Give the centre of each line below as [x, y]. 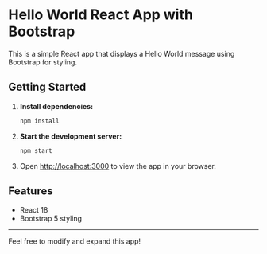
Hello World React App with [101, 15]
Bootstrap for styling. [43, 62]
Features [31, 191]
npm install [39, 121]
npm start [36, 150]
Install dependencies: [56, 106]
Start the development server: [71, 136]
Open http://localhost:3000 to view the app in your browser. [118, 166]
